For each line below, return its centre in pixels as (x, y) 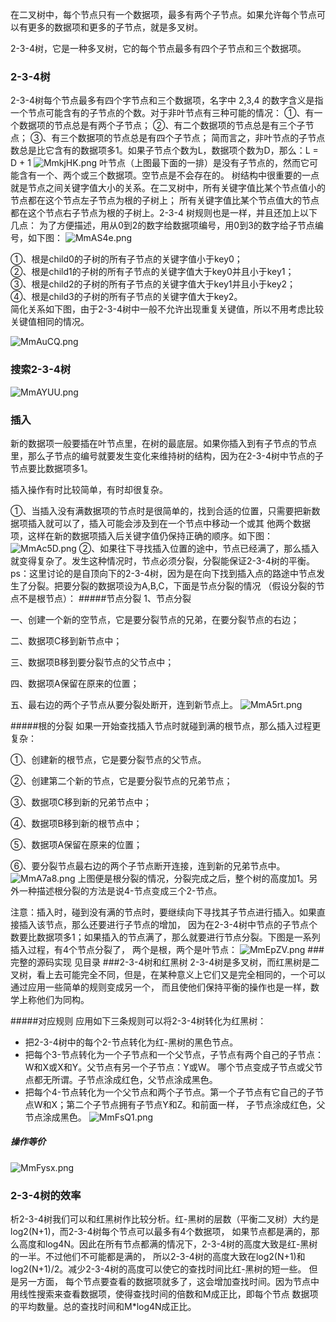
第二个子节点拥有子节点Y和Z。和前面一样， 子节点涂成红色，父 (196, 1104)
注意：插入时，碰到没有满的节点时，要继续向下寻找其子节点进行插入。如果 (163, 912)
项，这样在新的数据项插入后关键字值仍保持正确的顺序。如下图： (141, 535)
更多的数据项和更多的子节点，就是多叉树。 (115, 27)
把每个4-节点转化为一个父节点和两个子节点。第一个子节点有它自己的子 (170, 1092)
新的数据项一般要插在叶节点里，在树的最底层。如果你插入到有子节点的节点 (163, 443)
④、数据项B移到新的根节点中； (76, 823)
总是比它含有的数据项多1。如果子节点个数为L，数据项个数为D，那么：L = (168, 150)
